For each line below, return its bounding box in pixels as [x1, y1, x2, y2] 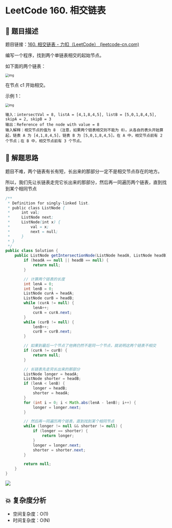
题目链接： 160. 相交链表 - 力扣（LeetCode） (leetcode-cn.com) [5, 42, 140, 47]
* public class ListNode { [7, 205, 66, 210]
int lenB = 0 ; [24, 286, 54, 291]
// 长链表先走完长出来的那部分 [24, 366, 80, 372]
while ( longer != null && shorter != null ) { [24, 424, 123, 429]
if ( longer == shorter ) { [32, 428, 88, 434]
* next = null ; [7, 229, 58, 234]
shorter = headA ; [32, 390, 70, 396]
